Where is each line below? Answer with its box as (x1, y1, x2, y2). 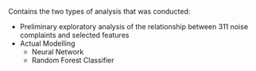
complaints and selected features (19, 31, 130, 39)
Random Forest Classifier (31, 55, 114, 65)
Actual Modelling (19, 39, 76, 48)
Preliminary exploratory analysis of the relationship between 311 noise (19, 22, 249, 31)
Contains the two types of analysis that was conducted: (8, 7, 191, 16)
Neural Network (31, 47, 84, 56)
